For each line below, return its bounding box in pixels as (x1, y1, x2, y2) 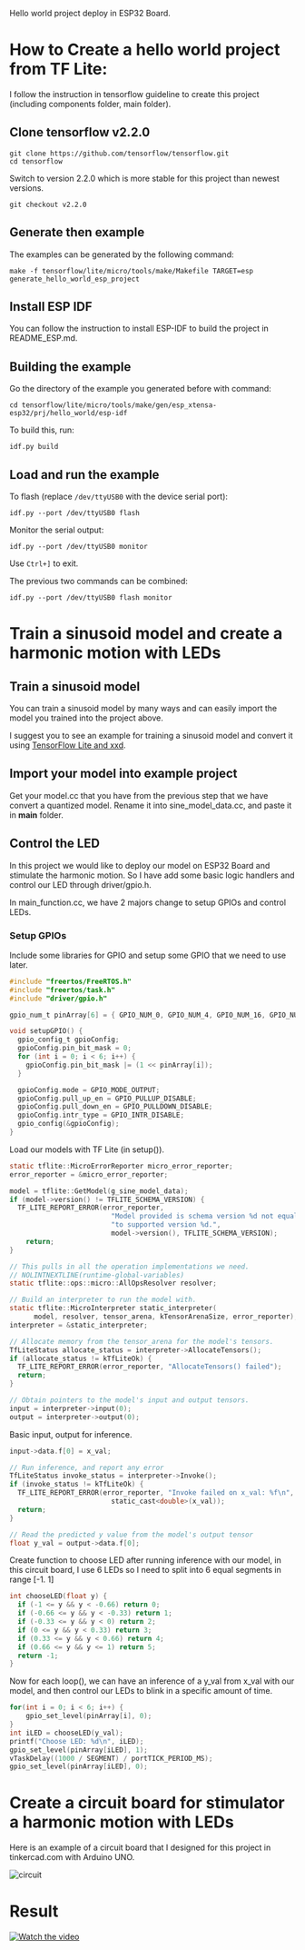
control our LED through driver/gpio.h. (9, 879, 152, 890)
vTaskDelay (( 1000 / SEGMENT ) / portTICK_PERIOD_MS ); (9, 1754, 213, 1763)
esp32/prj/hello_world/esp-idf (9, 409, 128, 418)
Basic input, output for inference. (9, 1428, 133, 1439)
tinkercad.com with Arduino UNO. (9, 1852, 135, 1863)
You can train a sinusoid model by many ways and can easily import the (9, 703, 278, 713)
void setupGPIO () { (9, 1027, 84, 1036)
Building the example (9, 359, 132, 374)
